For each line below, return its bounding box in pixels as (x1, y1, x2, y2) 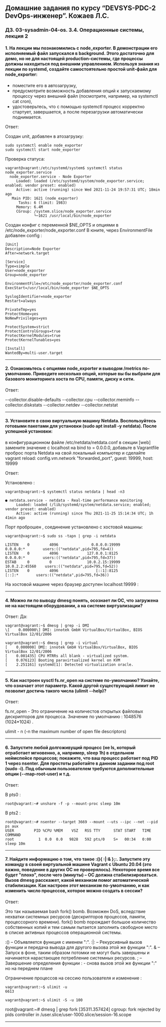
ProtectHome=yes (5, 311, 39, 316)
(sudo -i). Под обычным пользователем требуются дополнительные (5, 765, 155, 771)
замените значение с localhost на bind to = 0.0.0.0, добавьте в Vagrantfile (5, 445, 159, 451)
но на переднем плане (5, 965, 53, 971)
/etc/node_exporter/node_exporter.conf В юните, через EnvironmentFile (5, 227, 153, 233)
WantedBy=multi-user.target (5, 350, 63, 355)
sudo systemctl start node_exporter (5, 147, 81, 152)
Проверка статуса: (5, 156, 45, 162)
